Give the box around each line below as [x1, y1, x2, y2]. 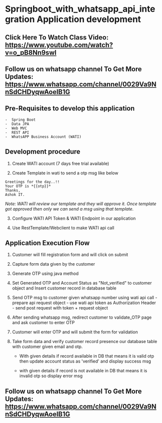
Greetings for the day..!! [5, 179, 60, 184]
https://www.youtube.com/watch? [5, 40, 113, 49]
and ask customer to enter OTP [12, 320, 75, 326]
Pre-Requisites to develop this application [5, 104, 135, 113]
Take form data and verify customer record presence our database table [12, 339, 157, 345]
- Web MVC [5, 126, 27, 131]
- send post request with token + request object [12, 305, 108, 311]
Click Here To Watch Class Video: [5, 33, 108, 41]
